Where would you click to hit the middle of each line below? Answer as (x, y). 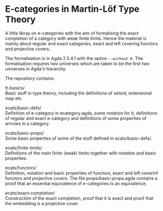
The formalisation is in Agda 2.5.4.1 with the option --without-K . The (74, 58)
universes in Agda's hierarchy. (36, 69)
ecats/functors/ (21, 168)
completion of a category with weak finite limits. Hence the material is (76, 38)
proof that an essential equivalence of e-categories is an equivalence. (76, 183)
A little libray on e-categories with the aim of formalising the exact (72, 33)
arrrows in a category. (28, 123)
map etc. (14, 98)
